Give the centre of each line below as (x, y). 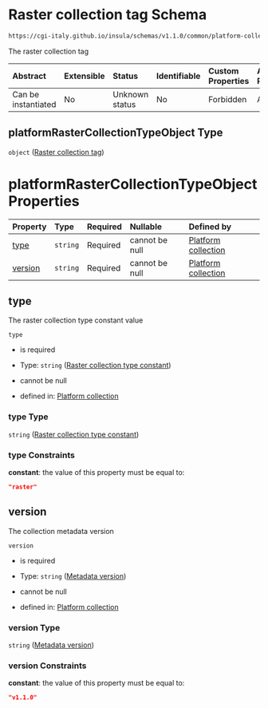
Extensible (84, 76)
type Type (28, 417)
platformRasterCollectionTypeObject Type (116, 133)
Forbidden (228, 99)
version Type (34, 627)
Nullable (146, 227)
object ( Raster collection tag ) (57, 152)
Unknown (131, 94)
